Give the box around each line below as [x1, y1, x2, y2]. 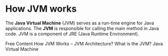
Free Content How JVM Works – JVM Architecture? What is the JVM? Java [5, 40, 163, 46]
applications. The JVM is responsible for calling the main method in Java [5, 25, 159, 31]
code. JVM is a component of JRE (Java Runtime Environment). [5, 31, 139, 37]
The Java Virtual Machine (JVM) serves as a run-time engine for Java [5, 20, 155, 26]
